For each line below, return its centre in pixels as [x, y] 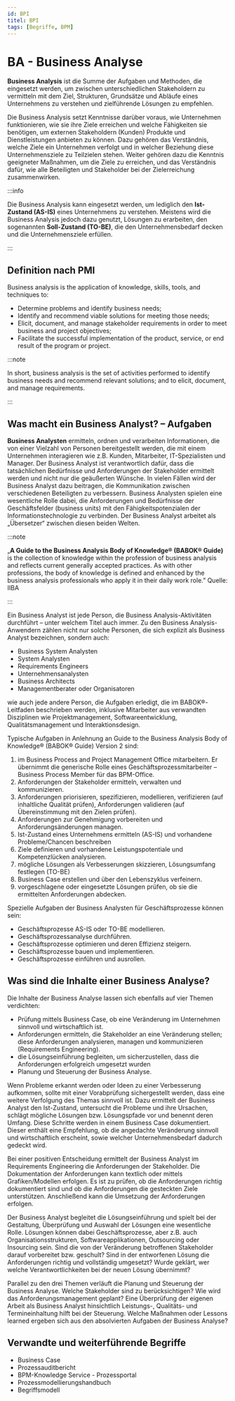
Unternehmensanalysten [53, 673]
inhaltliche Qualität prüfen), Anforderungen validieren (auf [101, 804]
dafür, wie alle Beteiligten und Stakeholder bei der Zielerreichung [101, 170]
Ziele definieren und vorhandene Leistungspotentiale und [100, 849]
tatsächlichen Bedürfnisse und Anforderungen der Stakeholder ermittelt [111, 471]
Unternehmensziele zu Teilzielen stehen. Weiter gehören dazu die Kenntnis [116, 155]
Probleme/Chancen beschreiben [64, 842]
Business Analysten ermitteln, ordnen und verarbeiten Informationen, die [114, 440]
